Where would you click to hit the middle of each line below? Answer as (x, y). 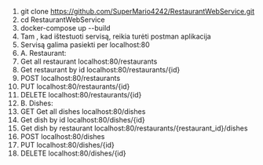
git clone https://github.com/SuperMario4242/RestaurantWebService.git (137, 11)
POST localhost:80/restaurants (70, 78)
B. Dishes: (37, 103)
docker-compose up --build (65, 28)
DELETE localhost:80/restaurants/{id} (81, 95)
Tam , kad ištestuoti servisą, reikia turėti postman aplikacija (115, 36)
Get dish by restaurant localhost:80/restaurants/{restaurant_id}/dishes (134, 128)
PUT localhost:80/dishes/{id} (67, 145)
